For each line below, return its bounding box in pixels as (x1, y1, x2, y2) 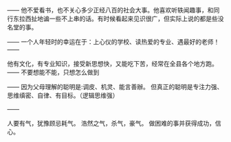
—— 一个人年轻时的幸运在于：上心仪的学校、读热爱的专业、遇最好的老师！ (7, 38, 220, 46)
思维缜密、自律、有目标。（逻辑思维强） (7, 91, 119, 99)
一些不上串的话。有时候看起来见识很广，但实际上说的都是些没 (49, 14, 224, 23)
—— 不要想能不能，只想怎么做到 (7, 68, 100, 76)
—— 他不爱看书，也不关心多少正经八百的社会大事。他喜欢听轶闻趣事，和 (7, 6, 214, 14)
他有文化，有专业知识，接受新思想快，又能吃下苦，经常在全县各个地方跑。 (7, 60, 218, 67)
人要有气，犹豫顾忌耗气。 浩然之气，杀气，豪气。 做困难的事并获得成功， (7, 119, 215, 127)
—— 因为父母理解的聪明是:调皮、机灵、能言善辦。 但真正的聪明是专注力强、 (7, 83, 223, 91)
